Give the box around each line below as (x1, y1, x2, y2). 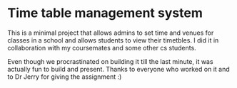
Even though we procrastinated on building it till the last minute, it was (7, 57, 213, 65)
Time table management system (7, 5, 203, 21)
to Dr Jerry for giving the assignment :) (7, 72, 122, 81)
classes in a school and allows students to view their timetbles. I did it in (7, 35, 219, 44)
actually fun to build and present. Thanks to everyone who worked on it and (7, 65, 230, 73)
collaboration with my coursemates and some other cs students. (7, 43, 196, 52)
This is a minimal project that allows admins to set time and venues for (7, 28, 214, 37)
